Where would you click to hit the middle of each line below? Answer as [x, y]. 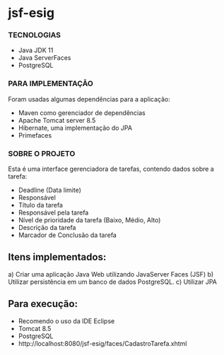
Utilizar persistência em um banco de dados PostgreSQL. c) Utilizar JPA [113, 282]
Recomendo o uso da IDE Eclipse [66, 321]
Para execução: [43, 304]
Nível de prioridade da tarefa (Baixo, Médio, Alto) [89, 220]
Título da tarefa [40, 205]
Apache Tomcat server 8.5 [57, 120]
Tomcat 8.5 [35, 328]
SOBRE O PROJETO [42, 153]
